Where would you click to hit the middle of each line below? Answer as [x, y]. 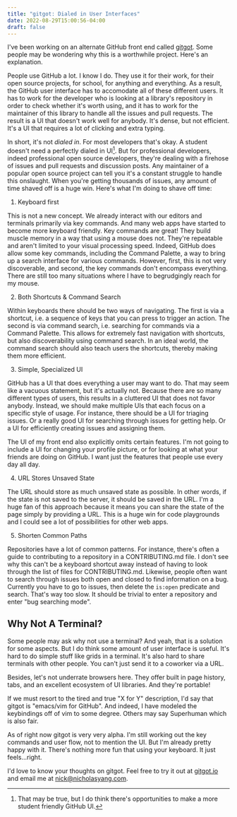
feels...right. [25, 757]
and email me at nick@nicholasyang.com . [68, 778]
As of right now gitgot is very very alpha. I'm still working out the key [107, 734]
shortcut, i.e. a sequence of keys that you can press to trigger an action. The [119, 318]
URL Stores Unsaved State [56, 478]
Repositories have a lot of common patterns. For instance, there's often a [114, 549]
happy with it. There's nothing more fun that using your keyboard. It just [112, 749]
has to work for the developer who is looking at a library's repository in [110, 98]
